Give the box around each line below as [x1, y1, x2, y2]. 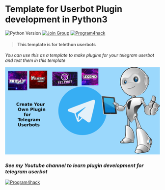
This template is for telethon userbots [17, 41, 96, 47]
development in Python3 [5, 14, 108, 25]
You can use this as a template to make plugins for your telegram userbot [5, 53, 155, 58]
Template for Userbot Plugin [5, 3, 123, 15]
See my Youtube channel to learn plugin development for [5, 162, 144, 169]
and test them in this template [5, 57, 66, 63]
